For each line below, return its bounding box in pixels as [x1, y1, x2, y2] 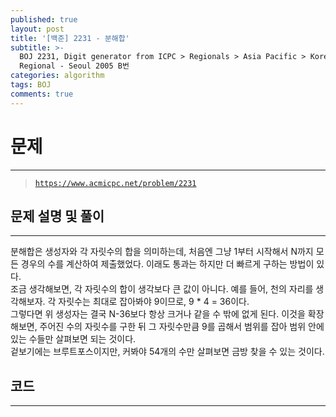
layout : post [10, 24, 65, 34]
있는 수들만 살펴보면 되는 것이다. [10, 333, 137, 345]
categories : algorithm [10, 71, 105, 81]
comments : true [10, 89, 74, 99]
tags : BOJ [10, 80, 52, 90]
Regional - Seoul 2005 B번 [19, 61, 130, 71]
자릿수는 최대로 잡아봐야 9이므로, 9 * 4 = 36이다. [58, 296, 250, 308]
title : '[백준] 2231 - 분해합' [10, 33, 130, 43]
